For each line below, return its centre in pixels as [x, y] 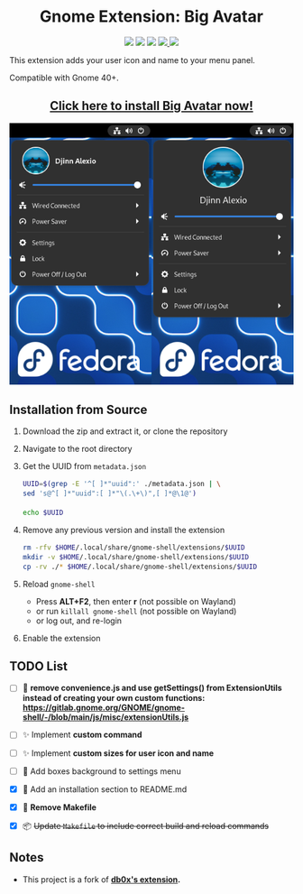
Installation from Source [78, 410]
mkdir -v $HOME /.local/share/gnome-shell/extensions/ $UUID [136, 557]
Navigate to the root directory [77, 449]
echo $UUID [43, 513]
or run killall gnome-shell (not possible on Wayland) [136, 611]
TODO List [38, 666]
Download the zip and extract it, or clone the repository [125, 431]
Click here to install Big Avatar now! [151, 106]
